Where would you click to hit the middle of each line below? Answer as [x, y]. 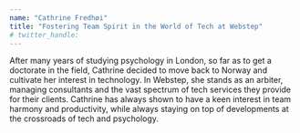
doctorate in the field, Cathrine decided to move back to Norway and [138, 70]
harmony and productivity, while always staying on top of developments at [149, 109]
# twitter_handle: [44, 35]
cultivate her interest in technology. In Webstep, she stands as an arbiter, [146, 80]
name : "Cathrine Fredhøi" [58, 18]
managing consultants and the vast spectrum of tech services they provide [150, 90]
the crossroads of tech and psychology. [84, 118]
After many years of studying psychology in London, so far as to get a [140, 61]
